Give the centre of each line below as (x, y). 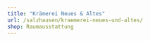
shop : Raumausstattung (40, 26)
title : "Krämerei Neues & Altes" (56, 14)
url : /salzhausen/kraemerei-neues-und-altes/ (75, 20)
